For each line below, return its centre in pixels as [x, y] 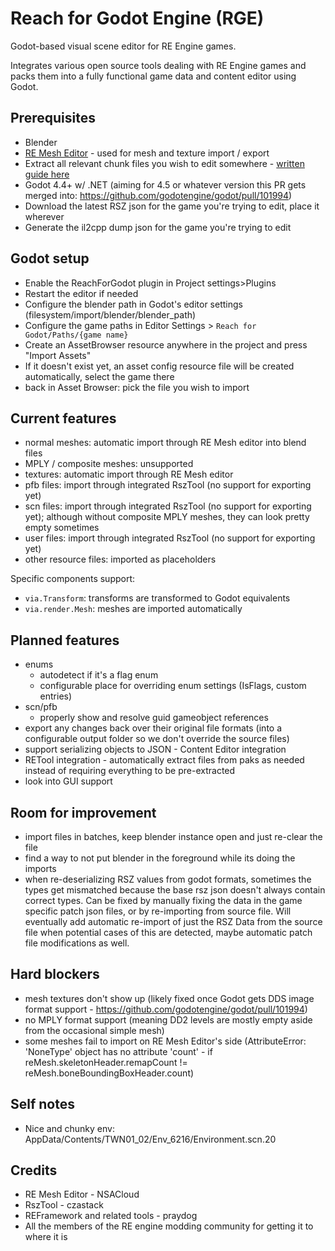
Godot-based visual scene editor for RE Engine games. [123, 46]
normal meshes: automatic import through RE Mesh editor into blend [165, 443]
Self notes [42, 1104]
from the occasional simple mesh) [94, 1030]
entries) [56, 696]
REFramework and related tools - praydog [111, 1216]
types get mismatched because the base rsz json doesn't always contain [175, 890]
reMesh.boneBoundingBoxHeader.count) [109, 1073]
